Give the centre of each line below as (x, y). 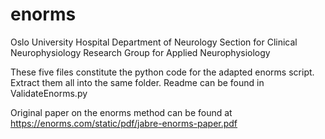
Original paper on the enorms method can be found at (121, 112)
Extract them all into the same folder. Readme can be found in (137, 82)
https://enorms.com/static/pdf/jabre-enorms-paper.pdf (124, 123)
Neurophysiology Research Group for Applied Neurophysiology (140, 52)
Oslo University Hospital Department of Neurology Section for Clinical (154, 42)
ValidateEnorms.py (49, 93)
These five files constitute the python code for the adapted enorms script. (162, 72)
